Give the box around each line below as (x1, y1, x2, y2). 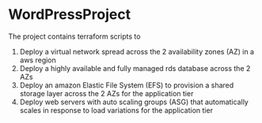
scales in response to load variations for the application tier (19, 105, 214, 115)
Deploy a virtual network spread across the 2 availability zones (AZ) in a (19, 47, 255, 56)
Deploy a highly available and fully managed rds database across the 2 (19, 63, 251, 73)
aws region (19, 55, 57, 65)
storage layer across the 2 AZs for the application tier (19, 88, 194, 98)
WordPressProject (8, 6, 131, 24)
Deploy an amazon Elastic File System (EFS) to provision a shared (19, 80, 234, 90)
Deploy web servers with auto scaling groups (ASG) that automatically (19, 97, 249, 106)
